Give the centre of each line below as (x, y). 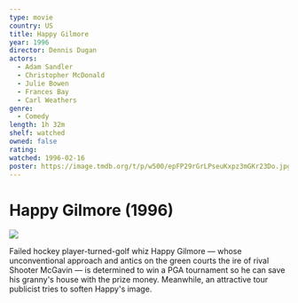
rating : (24, 149)
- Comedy (33, 116)
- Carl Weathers (47, 100)
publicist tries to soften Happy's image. (81, 289)
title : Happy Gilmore (49, 34)
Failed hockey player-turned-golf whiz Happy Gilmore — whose (125, 251)
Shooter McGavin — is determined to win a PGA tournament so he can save (147, 270)
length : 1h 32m (37, 125)
